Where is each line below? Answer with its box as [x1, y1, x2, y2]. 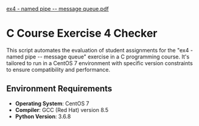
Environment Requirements [6, 83, 113, 94]
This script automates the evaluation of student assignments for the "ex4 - [6, 46, 194, 54]
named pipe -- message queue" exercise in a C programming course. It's [6, 53, 190, 60]
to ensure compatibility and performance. [6, 66, 111, 73]
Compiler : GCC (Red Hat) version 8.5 [15, 106, 109, 113]
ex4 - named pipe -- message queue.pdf [6, 5, 109, 12]
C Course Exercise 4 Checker [6, 27, 158, 40]
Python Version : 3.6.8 [15, 113, 71, 120]
